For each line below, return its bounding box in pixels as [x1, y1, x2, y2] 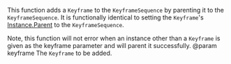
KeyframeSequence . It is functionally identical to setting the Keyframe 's [7, 13, 204, 22]
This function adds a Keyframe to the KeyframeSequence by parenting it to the [7, 6, 225, 14]
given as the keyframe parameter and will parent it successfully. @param [7, 42, 218, 49]
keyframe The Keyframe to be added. [7, 49, 112, 57]
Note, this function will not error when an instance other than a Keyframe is [7, 34, 221, 42]
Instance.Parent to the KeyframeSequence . [7, 21, 124, 29]
